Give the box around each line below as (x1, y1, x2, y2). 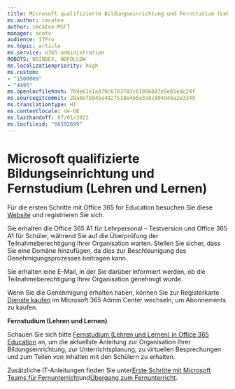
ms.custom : (7, 68, 39, 75)
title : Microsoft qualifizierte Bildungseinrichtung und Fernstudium (7, 10, 215, 17)
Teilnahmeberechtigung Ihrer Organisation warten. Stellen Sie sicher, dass (7, 239, 221, 248)
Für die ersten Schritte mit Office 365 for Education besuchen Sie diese (7, 203, 213, 212)
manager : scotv (7, 29, 52, 37)
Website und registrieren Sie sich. (7, 211, 105, 219)
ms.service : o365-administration (7, 50, 105, 57)
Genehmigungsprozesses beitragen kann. (7, 254, 128, 263)
